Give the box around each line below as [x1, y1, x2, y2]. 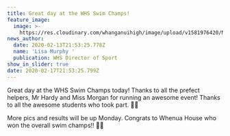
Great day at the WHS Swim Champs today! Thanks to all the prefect [7, 86, 201, 94]
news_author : [7, 36, 44, 42]
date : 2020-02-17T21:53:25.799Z [7, 67, 99, 74]
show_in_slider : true [7, 61, 69, 68]
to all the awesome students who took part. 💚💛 [7, 100, 139, 109]
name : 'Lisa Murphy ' [13, 49, 75, 55]
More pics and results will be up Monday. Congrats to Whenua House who [7, 113, 217, 122]
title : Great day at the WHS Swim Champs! [7, 10, 130, 17]
